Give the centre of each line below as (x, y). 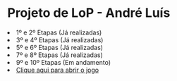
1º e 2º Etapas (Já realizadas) (59, 32)
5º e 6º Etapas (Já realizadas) (60, 47)
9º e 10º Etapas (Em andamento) (64, 62)
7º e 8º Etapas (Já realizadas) (60, 55)
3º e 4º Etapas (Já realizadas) (60, 39)
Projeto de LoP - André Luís (89, 13)
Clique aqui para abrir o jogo (58, 70)
